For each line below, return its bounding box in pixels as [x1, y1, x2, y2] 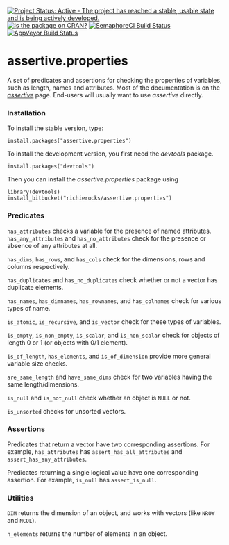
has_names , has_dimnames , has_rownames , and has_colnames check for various [7, 296, 222, 305]
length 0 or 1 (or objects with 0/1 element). [7, 338, 128, 347]
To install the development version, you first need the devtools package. [7, 149, 214, 158]
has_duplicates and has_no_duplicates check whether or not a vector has [7, 275, 218, 284]
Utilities [7, 493, 34, 503]
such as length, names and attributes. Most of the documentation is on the [7, 83, 221, 92]
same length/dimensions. [7, 380, 80, 389]
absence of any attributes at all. [7, 241, 98, 250]
